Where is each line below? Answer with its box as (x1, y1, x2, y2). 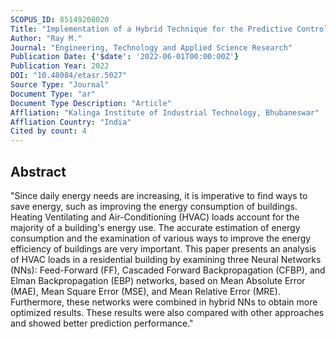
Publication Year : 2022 (10, 61, 110, 71)
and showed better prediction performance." (10, 317, 194, 329)
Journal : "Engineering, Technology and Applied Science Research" (10, 42, 293, 53)
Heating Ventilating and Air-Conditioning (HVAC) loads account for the (10, 211, 300, 223)
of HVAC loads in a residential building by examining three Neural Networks (10, 253, 322, 265)
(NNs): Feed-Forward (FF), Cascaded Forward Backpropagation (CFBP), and (10, 264, 326, 276)
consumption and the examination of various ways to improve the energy (10, 232, 312, 244)
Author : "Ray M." (10, 33, 83, 43)
